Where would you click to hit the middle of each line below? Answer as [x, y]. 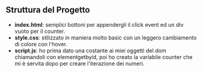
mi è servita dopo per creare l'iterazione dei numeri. [79, 63]
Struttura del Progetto [48, 10]
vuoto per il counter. [40, 31]
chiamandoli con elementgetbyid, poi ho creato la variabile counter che [103, 57]
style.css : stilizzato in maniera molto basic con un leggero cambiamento [105, 37]
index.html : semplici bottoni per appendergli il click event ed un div [99, 24]
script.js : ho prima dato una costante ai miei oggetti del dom [90, 50]
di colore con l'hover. [41, 44]
